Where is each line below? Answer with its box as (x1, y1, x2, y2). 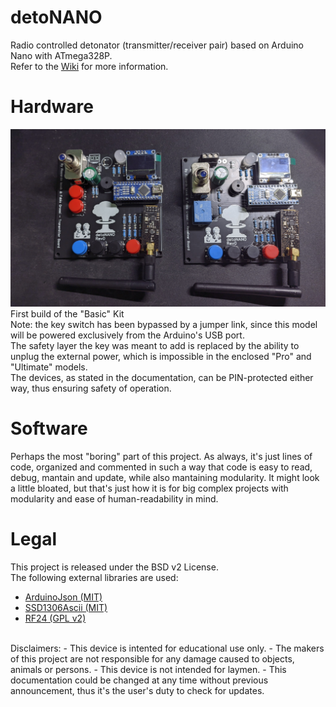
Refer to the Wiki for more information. (10, 60, 169, 72)
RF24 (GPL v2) (24, 612, 87, 624)
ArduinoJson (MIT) (24, 591, 103, 603)
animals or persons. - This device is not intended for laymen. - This (10, 663, 287, 675)
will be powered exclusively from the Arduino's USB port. (10, 329, 245, 341)
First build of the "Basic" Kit (10, 307, 125, 320)
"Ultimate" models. (10, 361, 88, 373)
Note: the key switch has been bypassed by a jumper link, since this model (10, 318, 318, 330)
